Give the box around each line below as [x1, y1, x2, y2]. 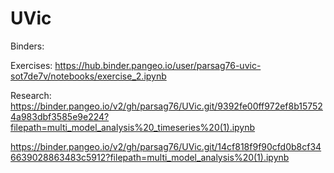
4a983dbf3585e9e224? [10, 110, 110, 122]
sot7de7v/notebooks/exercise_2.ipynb [10, 70, 167, 82]
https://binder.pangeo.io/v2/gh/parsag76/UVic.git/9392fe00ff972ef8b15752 [10, 100, 323, 112]
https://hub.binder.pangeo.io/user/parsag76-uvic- [54, 59, 262, 71]
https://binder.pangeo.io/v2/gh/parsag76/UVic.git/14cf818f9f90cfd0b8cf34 [10, 140, 322, 152]
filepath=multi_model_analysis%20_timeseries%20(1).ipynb [10, 121, 256, 133]
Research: [10, 89, 52, 101]
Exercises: [10, 59, 53, 71]
